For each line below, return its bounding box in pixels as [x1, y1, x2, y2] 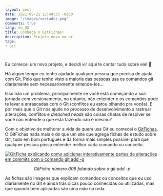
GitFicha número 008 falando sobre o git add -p [33, 166, 131, 172]
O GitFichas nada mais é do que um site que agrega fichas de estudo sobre [5, 131, 157, 137]
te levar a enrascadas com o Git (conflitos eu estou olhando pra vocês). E [5, 101, 153, 107]
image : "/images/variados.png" [5, 16, 69, 21]
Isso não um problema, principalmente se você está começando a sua [5, 90, 146, 96]
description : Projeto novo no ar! [5, 35, 76, 40]
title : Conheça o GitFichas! [5, 30, 64, 35]
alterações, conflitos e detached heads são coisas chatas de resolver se [5, 111, 151, 117]
